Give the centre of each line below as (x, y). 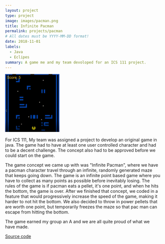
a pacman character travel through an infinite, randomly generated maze (79, 170)
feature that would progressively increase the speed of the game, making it (81, 196)
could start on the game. (30, 155)
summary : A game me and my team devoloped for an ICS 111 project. (76, 62)
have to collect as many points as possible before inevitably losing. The (78, 181)
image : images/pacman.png (32, 21)
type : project (20, 15)
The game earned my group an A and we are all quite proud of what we (78, 221)
